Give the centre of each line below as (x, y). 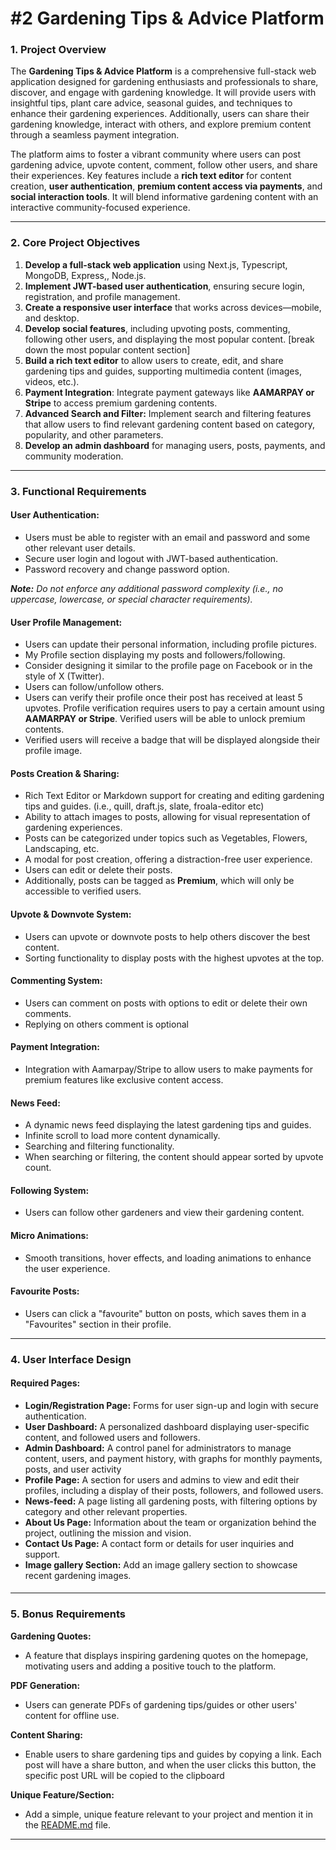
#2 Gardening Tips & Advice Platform (167, 18)
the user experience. (67, 1268)
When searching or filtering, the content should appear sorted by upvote (174, 1157)
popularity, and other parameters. (94, 434)
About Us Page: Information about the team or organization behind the (170, 1522)
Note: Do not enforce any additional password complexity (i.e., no (147, 588)
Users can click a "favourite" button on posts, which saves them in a (165, 1313)
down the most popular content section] (107, 349)
